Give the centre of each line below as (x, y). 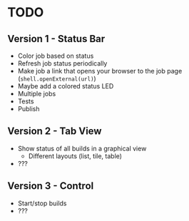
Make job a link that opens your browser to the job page (100, 71)
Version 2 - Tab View (55, 132)
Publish (29, 109)
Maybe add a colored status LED (66, 86)
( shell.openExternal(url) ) (57, 78)
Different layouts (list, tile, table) (75, 156)
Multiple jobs (37, 94)
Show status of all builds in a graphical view (82, 148)
